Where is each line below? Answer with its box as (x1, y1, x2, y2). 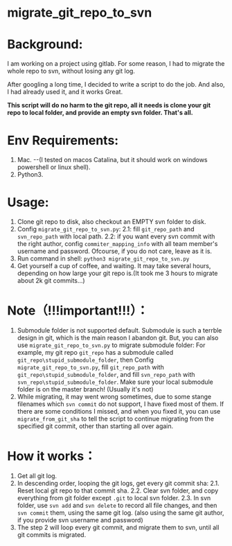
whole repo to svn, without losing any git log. (7, 67, 135, 76)
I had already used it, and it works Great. (7, 88, 123, 96)
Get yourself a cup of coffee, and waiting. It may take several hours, (17, 262, 211, 270)
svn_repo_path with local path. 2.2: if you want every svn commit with (17, 232, 215, 240)
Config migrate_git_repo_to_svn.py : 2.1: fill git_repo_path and (17, 225, 195, 233)
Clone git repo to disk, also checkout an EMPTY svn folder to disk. (17, 218, 206, 226)
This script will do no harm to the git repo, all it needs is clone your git (7, 101, 211, 109)
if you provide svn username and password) (17, 516, 143, 524)
